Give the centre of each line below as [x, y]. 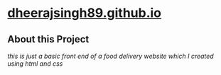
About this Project [48, 39]
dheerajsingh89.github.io [85, 13]
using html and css [35, 64]
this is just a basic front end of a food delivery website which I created [111, 56]
